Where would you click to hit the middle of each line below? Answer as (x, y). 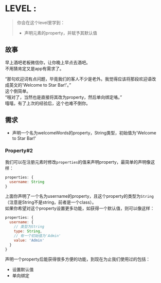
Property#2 (19, 151)
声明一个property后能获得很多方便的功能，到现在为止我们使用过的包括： (78, 259)
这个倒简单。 (18, 91)
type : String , (28, 231)
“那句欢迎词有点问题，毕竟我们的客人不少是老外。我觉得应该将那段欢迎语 (79, 79)
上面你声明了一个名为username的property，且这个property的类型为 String (80, 196)
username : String (27, 182)
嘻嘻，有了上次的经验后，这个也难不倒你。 (48, 103)
